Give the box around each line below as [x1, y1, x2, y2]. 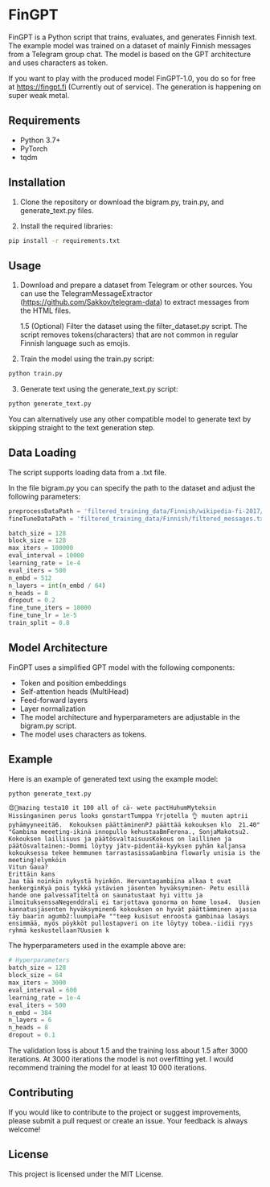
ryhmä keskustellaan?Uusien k [8, 926, 110, 934]
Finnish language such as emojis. [19, 339, 131, 348]
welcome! [8, 1124, 41, 1134]
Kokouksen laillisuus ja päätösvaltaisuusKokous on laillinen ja [8, 835, 231, 844]
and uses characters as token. [8, 58, 108, 68]
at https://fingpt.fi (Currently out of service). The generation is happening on [8, 82, 262, 92]
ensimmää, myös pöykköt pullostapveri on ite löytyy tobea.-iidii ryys [8, 919, 253, 928]
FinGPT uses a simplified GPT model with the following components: [8, 662, 235, 672]
